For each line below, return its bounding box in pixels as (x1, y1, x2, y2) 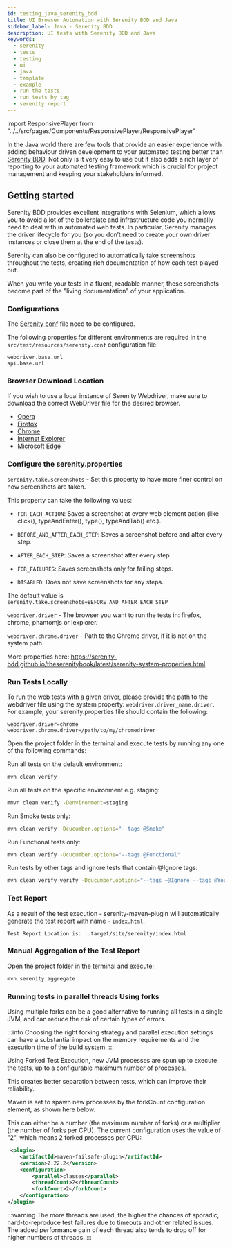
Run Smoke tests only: (7, 812, 71, 820)
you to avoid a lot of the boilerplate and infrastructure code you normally (7, 216, 214, 224)
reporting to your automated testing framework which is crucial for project (7, 162, 218, 171)
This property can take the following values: (7, 496, 133, 504)
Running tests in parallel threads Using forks (7, 991, 160, 1001)
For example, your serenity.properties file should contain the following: (7, 707, 209, 716)
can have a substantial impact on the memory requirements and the (7, 1036, 200, 1044)
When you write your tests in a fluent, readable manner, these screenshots (7, 279, 220, 288)
